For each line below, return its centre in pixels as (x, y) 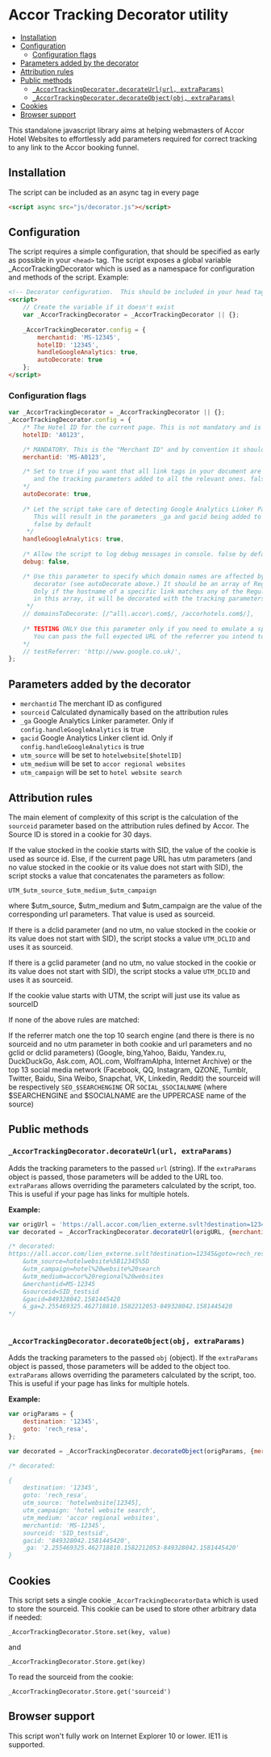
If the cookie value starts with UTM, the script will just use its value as (124, 995)
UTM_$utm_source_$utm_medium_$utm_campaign (83, 891)
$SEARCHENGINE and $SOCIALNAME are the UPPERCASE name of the (127, 1095)
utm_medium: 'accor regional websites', (92, 1518)
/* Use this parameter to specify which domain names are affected (138, 576)
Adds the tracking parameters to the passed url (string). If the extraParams (132, 1168)
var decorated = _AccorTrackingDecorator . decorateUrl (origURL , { (120, 1232)
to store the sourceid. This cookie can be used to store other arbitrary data (132, 1609)
